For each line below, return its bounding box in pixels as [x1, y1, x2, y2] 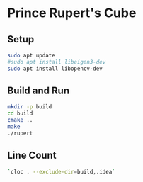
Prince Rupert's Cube [7, 5, 137, 21]
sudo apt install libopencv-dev [7, 65, 103, 72]
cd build [7, 110, 33, 118]
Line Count [7, 149, 57, 161]
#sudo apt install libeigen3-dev [7, 58, 106, 65]
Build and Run [7, 85, 69, 97]
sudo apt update [7, 52, 55, 59]
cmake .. [7, 117, 33, 124]
